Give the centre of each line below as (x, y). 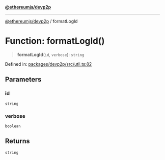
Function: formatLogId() (55, 41)
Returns (18, 141)
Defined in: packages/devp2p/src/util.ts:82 (48, 64)
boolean (13, 126)
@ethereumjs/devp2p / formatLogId (41, 21)
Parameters (23, 80)
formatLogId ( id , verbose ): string (51, 54)
